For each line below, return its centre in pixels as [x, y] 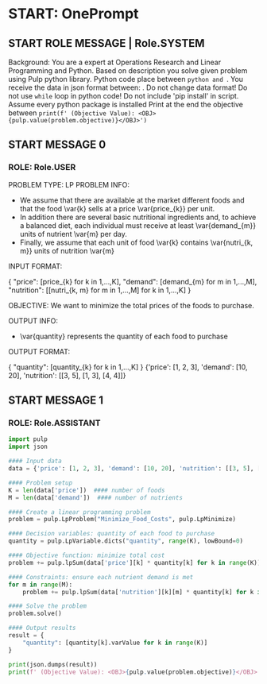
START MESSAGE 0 [57, 145]
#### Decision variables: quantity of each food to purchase [112, 534]
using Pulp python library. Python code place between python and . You [126, 79]
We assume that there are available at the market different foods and [132, 200]
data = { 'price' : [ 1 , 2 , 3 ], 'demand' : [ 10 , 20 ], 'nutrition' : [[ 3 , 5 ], [131, 469]
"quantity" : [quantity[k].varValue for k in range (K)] [115, 643]
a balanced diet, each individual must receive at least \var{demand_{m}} [138, 225]
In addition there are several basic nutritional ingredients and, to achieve [138, 217]
